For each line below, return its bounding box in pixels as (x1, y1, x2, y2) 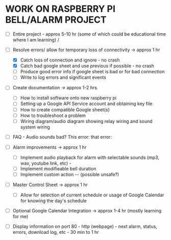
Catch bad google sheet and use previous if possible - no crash (20, 63, 155, 69)
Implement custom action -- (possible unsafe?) (20, 171, 119, 177)
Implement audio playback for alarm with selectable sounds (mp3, (20, 154, 160, 161)
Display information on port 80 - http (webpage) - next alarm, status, (12, 224, 157, 230)
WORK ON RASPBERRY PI (5, 3, 116, 15)
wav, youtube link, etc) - (20, 160, 71, 166)
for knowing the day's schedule (20, 198, 87, 204)
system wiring (20, 124, 50, 130)
